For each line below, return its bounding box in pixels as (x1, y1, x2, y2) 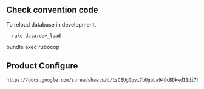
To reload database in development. (6, 21, 97, 28)
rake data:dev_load (12, 33, 61, 39)
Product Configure (6, 61, 78, 71)
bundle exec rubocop (6, 43, 59, 50)
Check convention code (6, 5, 98, 15)
